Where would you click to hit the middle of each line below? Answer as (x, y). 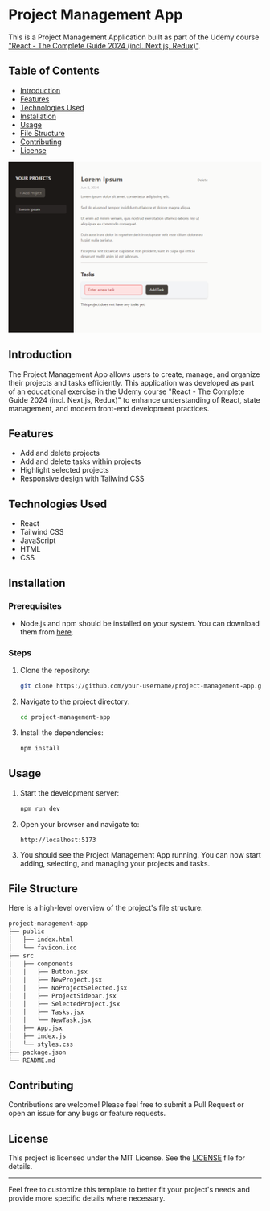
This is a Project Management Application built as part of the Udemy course (134, 37)
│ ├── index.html (41, 940)
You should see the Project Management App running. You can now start (140, 854)
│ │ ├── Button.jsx (48, 972)
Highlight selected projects (65, 470)
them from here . (47, 632)
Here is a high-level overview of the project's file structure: (106, 908)
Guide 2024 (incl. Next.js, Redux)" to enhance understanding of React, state (135, 399)
